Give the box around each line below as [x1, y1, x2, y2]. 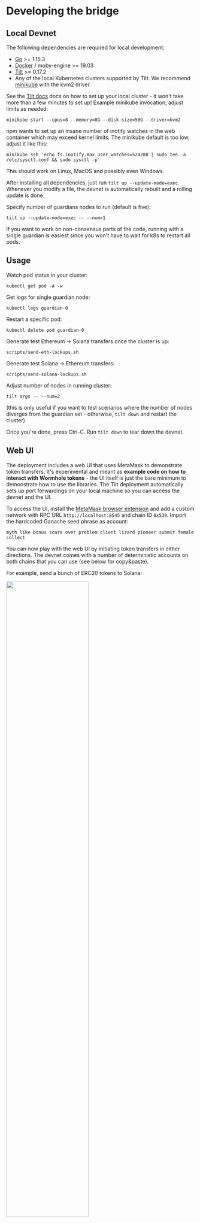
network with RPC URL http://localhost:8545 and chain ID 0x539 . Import [6, 511, 187, 519]
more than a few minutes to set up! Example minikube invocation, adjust [6, 99, 184, 106]
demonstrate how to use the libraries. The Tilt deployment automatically [6, 480, 184, 488]
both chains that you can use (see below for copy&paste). [6, 558, 149, 565]
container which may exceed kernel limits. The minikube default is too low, [6, 134, 190, 141]
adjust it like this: [6, 140, 48, 147]
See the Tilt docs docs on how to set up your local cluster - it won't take [6, 93, 184, 99]
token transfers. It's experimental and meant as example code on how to [6, 468, 186, 475]
